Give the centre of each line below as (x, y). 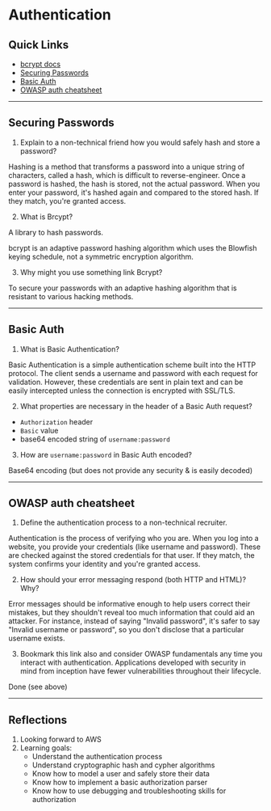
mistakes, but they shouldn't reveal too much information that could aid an (132, 613)
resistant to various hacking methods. (71, 296)
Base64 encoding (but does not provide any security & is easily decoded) (131, 470)
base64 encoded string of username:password (95, 439)
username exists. (37, 638)
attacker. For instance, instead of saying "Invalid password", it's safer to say (134, 621)
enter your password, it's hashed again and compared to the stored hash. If (134, 192)
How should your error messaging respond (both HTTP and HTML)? (133, 580)
